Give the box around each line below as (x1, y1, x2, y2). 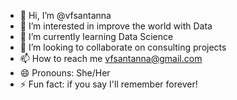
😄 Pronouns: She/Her (19, 67, 111, 79)
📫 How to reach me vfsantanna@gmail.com (19, 53, 203, 64)
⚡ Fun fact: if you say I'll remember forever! (19, 78, 198, 90)
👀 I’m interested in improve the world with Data (19, 20, 213, 32)
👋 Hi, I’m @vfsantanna (19, 10, 112, 21)
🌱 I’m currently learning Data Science (19, 31, 174, 42)
